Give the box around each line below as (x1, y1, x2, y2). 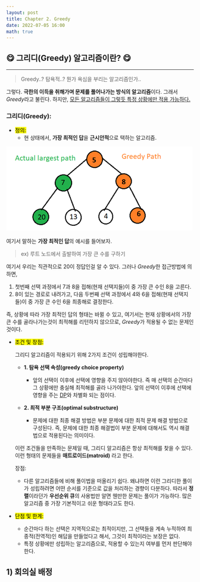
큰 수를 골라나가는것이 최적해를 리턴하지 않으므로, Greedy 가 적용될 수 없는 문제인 (6, 318, 194, 326)
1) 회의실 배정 (6, 566, 52, 577)
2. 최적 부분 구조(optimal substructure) (23, 404, 119, 412)
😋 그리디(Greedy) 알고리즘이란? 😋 (6, 53, 132, 63)
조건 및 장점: (14, 338, 44, 346)
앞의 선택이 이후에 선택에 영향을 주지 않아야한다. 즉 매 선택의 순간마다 (32, 376, 193, 384)
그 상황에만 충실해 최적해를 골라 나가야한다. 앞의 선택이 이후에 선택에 (32, 384, 192, 391)
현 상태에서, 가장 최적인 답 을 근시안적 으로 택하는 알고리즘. (23, 134, 157, 142)
